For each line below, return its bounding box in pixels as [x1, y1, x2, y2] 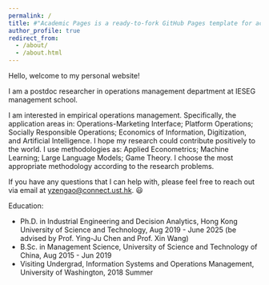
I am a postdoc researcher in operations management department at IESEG [8, 86, 256, 96]
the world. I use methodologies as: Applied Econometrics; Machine [8, 145, 230, 154]
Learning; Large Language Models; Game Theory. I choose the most [8, 153, 234, 163]
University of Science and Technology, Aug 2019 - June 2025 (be [19, 225, 237, 235]
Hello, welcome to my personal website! [8, 71, 140, 80]
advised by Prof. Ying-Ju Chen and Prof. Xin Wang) [19, 234, 190, 243]
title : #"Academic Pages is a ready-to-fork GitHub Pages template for [8, 19, 252, 27]
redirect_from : [8, 34, 59, 42]
